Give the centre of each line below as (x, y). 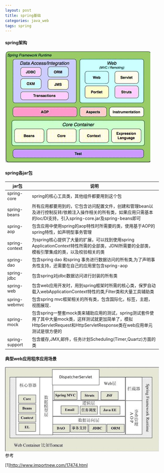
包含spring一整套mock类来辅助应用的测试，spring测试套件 (91, 313)
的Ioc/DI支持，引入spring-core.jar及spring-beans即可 (86, 218)
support (15, 345)
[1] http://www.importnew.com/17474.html (46, 465)
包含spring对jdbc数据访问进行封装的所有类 (75, 275)
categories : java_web (27, 21)
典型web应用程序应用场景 (31, 358)
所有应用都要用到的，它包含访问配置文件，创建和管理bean (91, 206)
